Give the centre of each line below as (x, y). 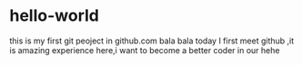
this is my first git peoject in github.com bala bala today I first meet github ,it (152, 41)
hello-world (55, 16)
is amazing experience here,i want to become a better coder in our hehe (145, 50)
